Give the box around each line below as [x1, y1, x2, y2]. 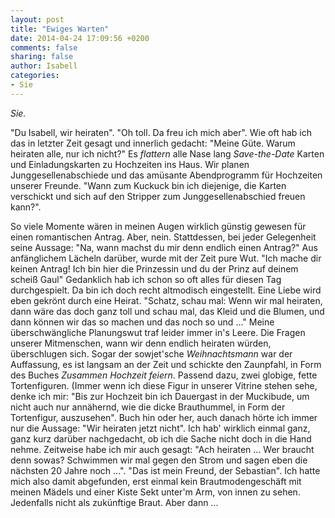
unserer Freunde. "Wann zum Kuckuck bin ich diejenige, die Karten [10, 179, 287, 191]
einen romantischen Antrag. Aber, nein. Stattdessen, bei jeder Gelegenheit [10, 231, 317, 243]
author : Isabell [10, 61, 78, 71]
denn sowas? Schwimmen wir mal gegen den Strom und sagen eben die [10, 454, 308, 466]
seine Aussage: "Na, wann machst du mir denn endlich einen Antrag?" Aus [10, 241, 318, 253]
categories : [10, 71, 60, 81]
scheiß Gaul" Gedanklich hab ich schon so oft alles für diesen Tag [10, 273, 282, 285]
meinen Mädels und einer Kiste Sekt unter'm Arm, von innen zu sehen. [10, 486, 301, 498]
